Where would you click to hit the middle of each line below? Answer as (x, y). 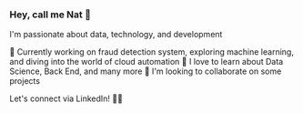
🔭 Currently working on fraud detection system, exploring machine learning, (151, 52)
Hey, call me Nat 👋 (50, 15)
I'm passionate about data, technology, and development (116, 35)
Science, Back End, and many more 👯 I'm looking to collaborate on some (146, 71)
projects (25, 81)
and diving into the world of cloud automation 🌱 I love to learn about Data (146, 62)
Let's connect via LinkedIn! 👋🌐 (66, 98)
